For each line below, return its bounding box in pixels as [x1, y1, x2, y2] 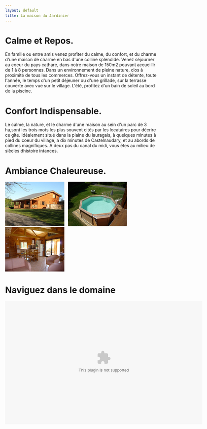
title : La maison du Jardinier [5, 13, 69, 18]
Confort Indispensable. [5, 105, 102, 117]
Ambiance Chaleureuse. [5, 165, 106, 176]
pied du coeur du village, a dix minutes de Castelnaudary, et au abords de [5, 137, 155, 143]
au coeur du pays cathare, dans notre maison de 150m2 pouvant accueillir [5, 62, 156, 68]
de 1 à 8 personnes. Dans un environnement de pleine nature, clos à [5, 67, 143, 73]
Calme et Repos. [5, 35, 74, 46]
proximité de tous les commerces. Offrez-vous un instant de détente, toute [5, 72, 157, 78]
